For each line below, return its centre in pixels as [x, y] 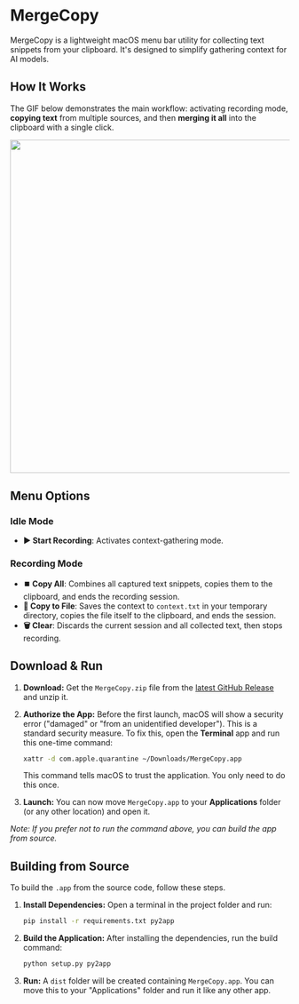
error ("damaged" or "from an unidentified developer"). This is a [140, 723]
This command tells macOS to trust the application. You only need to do [154, 776]
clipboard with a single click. [62, 127]
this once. [41, 785]
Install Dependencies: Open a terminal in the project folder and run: [147, 905]
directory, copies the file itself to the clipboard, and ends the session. [149, 615]
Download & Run [56, 666]
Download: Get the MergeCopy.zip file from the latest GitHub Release [148, 687]
